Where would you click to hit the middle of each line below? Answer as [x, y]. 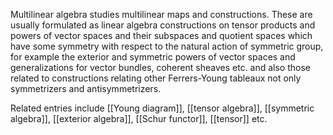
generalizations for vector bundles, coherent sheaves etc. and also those [160, 67]
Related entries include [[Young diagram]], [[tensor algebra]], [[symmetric [162, 108]
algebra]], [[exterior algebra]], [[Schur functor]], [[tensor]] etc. [139, 118]
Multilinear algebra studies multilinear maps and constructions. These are [161, 14]
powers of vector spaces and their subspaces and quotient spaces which [161, 35]
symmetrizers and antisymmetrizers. [86, 88]
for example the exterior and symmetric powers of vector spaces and [153, 57]
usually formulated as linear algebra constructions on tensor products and [163, 25]
